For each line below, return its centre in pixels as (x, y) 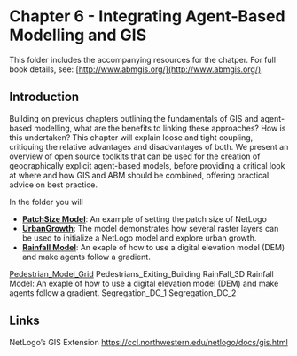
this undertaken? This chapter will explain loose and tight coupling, (131, 137)
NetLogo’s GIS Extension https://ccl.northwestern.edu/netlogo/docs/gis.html (148, 342)
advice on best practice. (53, 185)
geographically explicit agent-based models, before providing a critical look (147, 165)
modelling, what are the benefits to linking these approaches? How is (160, 128)
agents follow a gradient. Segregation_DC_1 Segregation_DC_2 (123, 293)
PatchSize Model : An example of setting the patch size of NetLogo (145, 218)
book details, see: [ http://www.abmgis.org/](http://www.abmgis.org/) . (136, 69)
